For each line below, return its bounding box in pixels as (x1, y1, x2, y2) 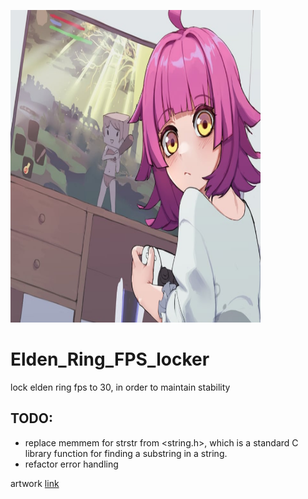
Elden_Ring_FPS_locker (10, 348, 210, 371)
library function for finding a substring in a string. (24, 447, 228, 459)
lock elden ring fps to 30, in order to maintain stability (10, 381, 231, 393)
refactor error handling (24, 458, 119, 470)
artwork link (10, 477, 60, 489)
